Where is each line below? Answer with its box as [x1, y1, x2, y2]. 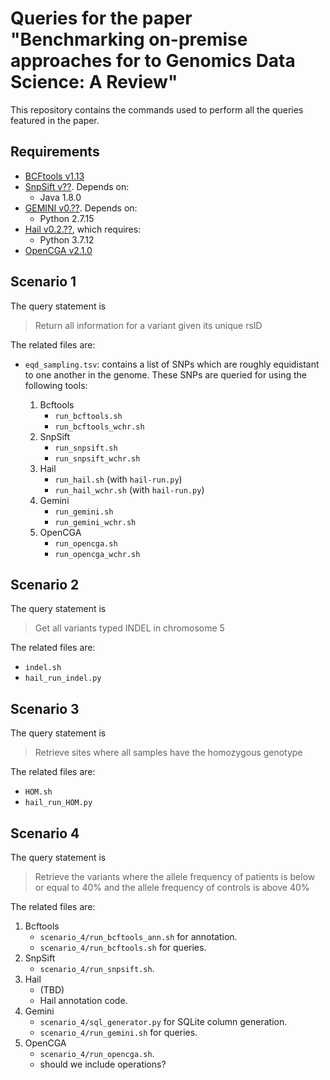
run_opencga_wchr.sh [54, 549, 141, 559]
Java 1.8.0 [39, 191, 82, 203]
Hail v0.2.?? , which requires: [24, 223, 142, 235]
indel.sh [24, 663, 62, 673]
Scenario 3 [10, 700, 80, 717]
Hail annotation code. [39, 995, 128, 1006]
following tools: [24, 379, 88, 391]
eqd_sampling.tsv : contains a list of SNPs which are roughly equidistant [24, 358, 320, 370]
